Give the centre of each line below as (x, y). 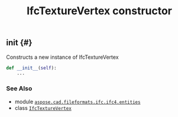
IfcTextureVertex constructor (99, 11)
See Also (19, 88)
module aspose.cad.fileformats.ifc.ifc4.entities (77, 102)
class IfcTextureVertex (43, 107)
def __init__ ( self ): (32, 68)
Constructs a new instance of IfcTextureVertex (63, 57)
